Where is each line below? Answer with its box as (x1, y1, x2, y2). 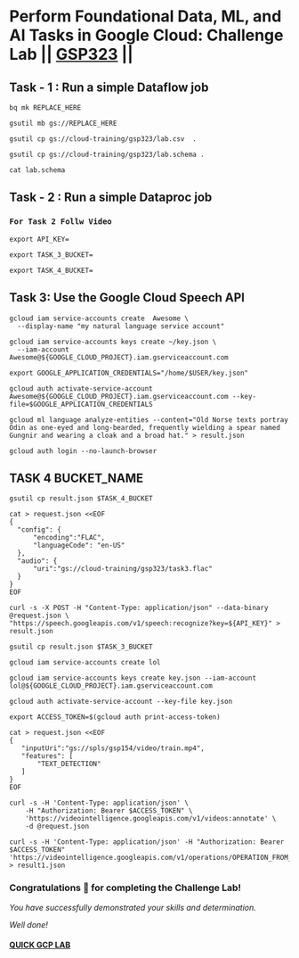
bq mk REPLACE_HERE (9, 103, 82, 112)
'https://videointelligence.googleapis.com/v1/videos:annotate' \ (25, 814, 277, 823)
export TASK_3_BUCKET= (9, 250, 93, 260)
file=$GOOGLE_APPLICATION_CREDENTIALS (9, 400, 153, 409)
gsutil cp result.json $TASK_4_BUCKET (9, 494, 153, 503)
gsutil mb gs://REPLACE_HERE (9, 119, 117, 128)
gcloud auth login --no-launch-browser (9, 446, 158, 456)
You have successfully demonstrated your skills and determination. (9, 902, 256, 913)
